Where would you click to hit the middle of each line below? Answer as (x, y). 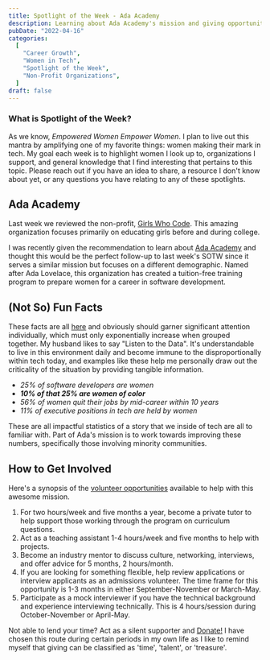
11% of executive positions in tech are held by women (108, 410)
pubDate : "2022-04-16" (46, 31)
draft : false (30, 91)
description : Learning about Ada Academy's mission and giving (117, 23)
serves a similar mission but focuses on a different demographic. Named (129, 265)
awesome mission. (39, 497)
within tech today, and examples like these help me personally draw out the (133, 361)
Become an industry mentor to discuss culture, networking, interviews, (137, 555)
